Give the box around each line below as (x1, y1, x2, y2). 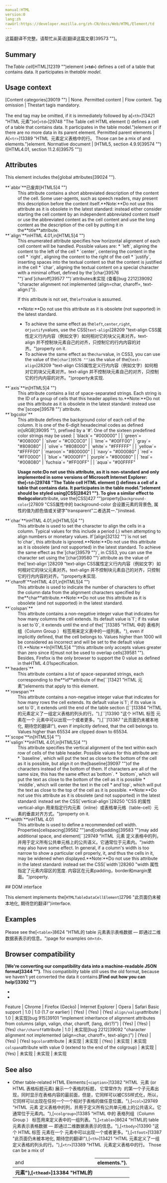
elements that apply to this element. (25, 683, 99, 689)
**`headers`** (5, 665, 34, 671)
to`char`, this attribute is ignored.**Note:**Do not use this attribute (17, 539, 157, 545)
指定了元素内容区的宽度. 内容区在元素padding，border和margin (17, 867, 148, 873)
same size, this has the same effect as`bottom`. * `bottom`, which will (17, 771, 159, 777)
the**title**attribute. (17, 227, 59, 233)
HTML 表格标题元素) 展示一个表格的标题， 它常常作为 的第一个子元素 (12, 1086, 155, 1092)
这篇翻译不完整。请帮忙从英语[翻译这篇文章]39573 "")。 (5, 35, 120, 41)
